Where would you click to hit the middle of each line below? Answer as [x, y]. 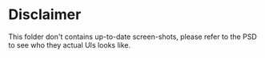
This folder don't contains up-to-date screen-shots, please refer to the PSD [133, 37]
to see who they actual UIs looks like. [69, 44]
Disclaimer [45, 15]
